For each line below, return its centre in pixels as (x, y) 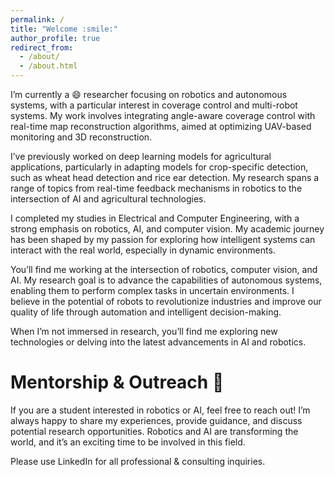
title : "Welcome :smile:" (64, 29)
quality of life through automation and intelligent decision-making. (146, 312)
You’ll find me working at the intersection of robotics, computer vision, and (164, 269)
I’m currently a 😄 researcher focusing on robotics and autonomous (149, 94)
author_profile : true (55, 38)
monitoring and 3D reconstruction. (81, 137)
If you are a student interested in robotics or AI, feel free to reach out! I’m (160, 410)
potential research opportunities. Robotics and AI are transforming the (154, 431)
